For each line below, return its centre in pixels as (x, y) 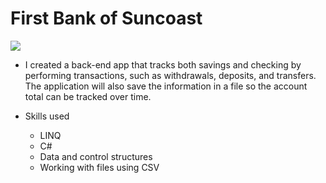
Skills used (47, 116)
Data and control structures (96, 156)
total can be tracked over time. (88, 96)
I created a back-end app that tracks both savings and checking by (163, 64)
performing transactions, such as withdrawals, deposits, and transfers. (170, 75)
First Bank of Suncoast (106, 18)
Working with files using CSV (99, 167)
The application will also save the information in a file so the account (166, 86)
